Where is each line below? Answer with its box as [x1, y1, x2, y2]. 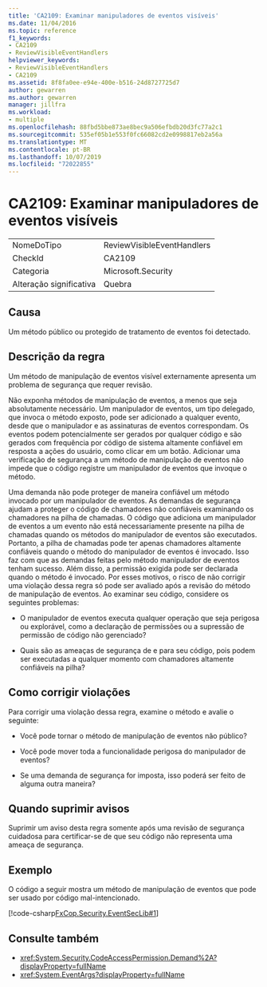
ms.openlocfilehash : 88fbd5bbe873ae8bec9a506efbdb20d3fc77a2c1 [8, 123, 223, 131]
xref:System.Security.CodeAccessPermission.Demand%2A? [19, 953, 218, 962]
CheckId [12, 253, 44, 264]
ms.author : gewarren [8, 94, 77, 101]
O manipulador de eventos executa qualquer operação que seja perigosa [19, 613, 260, 623]
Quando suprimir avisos [8, 802, 130, 815]
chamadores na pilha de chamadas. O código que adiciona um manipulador [8, 512, 257, 522]
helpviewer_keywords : [8, 57, 80, 65]
